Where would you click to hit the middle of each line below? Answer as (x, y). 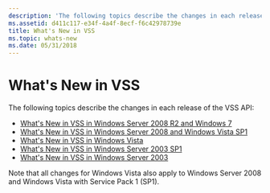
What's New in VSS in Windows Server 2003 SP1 (101, 149)
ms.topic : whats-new (43, 38)
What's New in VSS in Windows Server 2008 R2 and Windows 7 (126, 123)
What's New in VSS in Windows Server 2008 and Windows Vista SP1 (133, 132)
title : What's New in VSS (51, 31)
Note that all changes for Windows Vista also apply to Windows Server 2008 (135, 173)
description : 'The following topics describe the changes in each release (136, 16)
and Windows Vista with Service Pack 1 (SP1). (84, 182)
